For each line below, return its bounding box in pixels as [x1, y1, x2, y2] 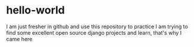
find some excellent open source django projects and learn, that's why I [6, 29, 182, 36]
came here [6, 35, 33, 42]
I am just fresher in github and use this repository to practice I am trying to [6, 23, 189, 30]
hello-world [6, 4, 65, 17]
